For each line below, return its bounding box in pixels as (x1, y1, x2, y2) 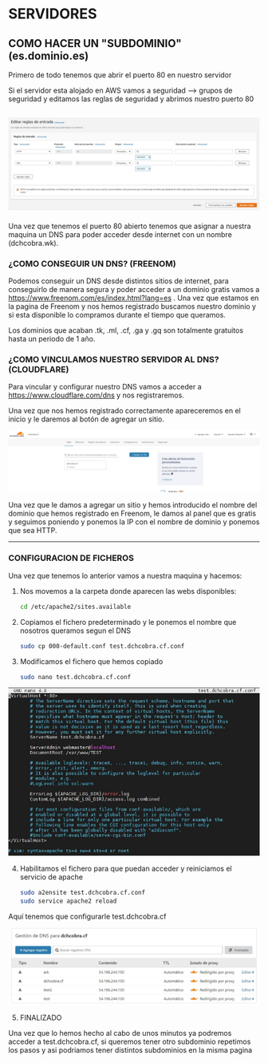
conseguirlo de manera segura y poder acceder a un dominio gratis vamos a (8, 285, 260, 294)
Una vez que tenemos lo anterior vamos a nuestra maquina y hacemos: (8, 571, 242, 580)
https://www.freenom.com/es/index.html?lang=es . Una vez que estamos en (8, 293, 259, 303)
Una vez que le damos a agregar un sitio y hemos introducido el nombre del (8, 500, 258, 509)
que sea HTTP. (8, 525, 57, 535)
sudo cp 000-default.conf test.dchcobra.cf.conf (19, 642, 185, 650)
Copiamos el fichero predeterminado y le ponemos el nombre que (19, 617, 237, 626)
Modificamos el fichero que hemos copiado (19, 656, 164, 666)
